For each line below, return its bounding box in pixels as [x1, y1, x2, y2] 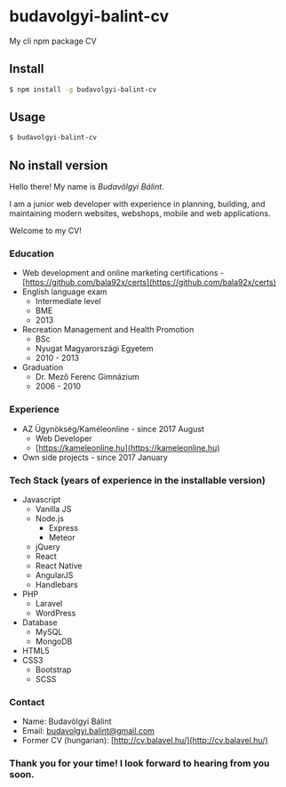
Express [48, 523, 78, 534]
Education [9, 247, 55, 260]
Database [21, 617, 58, 628]
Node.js [35, 513, 65, 524]
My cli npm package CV [9, 36, 97, 46]
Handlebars [35, 580, 78, 590]
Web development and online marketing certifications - [21, 268, 225, 278]
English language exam [21, 286, 108, 297]
